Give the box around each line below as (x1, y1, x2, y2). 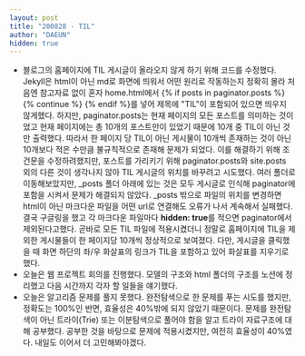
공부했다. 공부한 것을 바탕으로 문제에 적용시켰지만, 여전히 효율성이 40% (32, 326, 286, 337)
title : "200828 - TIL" (9, 22, 95, 31)
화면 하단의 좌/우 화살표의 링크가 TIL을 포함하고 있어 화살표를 (42, 246, 258, 257)
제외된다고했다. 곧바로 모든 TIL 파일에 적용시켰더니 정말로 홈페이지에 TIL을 (22, 223, 287, 234)
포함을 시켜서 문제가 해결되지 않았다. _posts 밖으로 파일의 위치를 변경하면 (22, 190, 282, 201)
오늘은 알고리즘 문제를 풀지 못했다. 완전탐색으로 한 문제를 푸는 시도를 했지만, (22, 292, 292, 302)
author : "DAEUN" (9, 30, 71, 39)
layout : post (9, 13, 59, 23)
